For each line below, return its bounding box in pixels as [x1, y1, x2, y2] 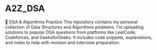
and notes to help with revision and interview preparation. [5, 39, 121, 45]
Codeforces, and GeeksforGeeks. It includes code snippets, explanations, [5, 34, 153, 40]
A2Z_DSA [5, 3, 45, 14]
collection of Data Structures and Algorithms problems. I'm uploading [5, 24, 144, 30]
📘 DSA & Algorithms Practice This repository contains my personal [5, 19, 138, 25]
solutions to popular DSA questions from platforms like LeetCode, [5, 29, 137, 35]
